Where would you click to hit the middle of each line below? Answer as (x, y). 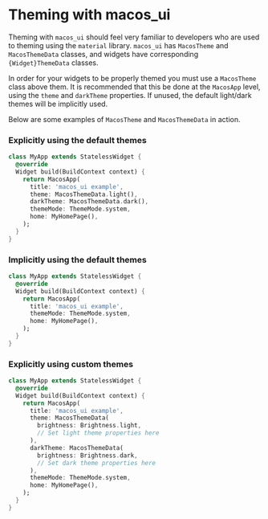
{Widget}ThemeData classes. (53, 63)
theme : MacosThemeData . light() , (83, 194)
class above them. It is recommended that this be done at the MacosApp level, (134, 87)
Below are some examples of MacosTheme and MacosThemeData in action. (124, 119)
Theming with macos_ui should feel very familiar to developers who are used (134, 37)
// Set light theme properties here (98, 433)
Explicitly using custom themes (71, 364)
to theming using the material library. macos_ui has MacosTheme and (118, 45)
